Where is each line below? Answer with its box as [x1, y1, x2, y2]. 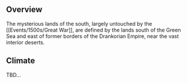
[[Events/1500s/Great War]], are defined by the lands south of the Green [6, 26, 181, 33]
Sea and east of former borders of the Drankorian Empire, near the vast [6, 32, 179, 40]
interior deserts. [6, 39, 45, 46]
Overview [6, 5, 43, 15]
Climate [6, 56, 35, 66]
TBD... [6, 71, 21, 78]
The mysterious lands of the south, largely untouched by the [6, 20, 152, 27]
